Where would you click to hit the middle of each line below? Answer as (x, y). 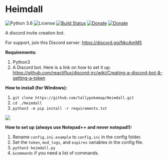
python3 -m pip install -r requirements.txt (60, 108)
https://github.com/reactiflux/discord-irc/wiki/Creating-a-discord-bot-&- (88, 72)
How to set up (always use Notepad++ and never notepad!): (69, 127)
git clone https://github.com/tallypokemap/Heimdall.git (73, 98)
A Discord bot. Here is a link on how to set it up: (62, 67)
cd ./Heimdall (27, 103)
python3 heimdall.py (34, 148)
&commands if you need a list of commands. (56, 153)
